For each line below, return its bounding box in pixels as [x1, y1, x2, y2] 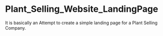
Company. [5, 25, 26, 31]
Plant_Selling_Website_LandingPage [5, 3, 159, 15]
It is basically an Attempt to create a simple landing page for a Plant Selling [5, 20, 158, 26]
